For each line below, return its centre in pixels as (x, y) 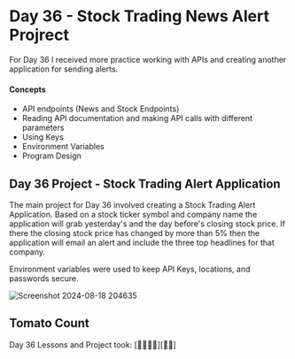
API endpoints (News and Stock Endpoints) (101, 109)
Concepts (27, 89)
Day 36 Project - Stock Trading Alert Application (145, 183)
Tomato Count (50, 323)
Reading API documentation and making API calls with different (137, 118)
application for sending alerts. (64, 69)
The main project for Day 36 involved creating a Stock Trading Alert (132, 204)
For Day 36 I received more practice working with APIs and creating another (148, 59)
